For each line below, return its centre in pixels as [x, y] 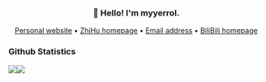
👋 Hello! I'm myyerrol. [136, 13]
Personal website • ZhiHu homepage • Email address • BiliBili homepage [136, 31]
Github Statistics [42, 52]
